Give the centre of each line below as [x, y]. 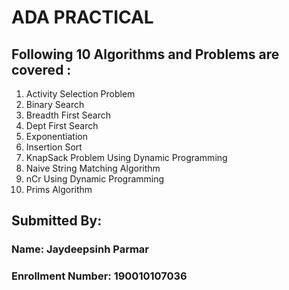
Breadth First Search [68, 115]
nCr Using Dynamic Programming [95, 179]
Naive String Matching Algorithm [93, 168]
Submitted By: [57, 221]
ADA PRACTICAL [82, 17]
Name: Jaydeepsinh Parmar [80, 249]
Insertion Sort [54, 147]
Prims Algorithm [59, 189]
